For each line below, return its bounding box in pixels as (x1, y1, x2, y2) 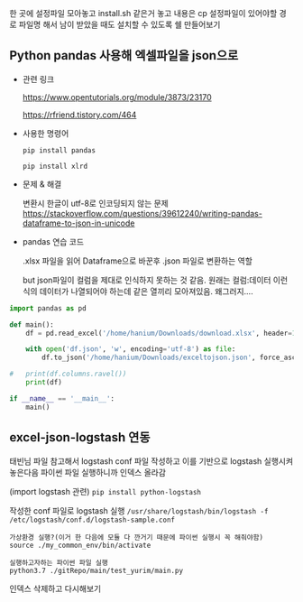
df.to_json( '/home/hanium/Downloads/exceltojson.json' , (41, 353, 256, 363)
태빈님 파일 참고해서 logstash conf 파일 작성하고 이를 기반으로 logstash (9, 455, 262, 467)
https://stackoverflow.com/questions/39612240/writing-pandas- (22, 208, 263, 218)
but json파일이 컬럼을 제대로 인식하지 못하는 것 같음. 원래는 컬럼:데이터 (22, 274, 271, 285)
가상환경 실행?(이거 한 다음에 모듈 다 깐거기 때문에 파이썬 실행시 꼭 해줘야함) (9, 533, 264, 542)
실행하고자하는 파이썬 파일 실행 (9, 558, 108, 567)
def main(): (9, 320, 54, 329)
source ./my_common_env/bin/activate (9, 541, 151, 550)
